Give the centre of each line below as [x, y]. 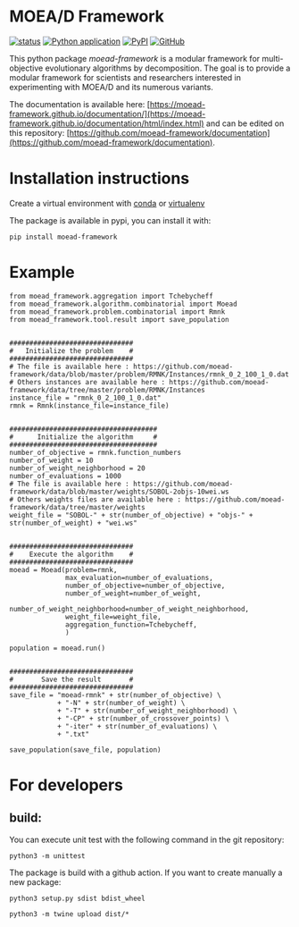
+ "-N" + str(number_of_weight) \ [121, 703]
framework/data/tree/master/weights [77, 507]
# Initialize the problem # [71, 350]
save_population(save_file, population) [86, 750]
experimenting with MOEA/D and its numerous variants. [112, 87]
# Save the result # [71, 679]
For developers [66, 785]
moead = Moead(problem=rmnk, [63, 569]
